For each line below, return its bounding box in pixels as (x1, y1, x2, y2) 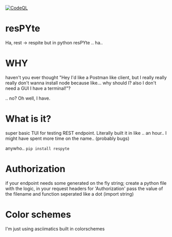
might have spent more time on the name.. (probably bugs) (5, 135, 130, 141)
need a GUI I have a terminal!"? (5, 85, 71, 91)
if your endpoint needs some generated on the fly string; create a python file (5, 180, 167, 186)
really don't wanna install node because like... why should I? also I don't (5, 80, 157, 86)
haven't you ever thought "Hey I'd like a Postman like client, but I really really (5, 74, 167, 80)
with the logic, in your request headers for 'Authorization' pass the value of (5, 185, 163, 192)
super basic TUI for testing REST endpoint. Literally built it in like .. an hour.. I (5, 130, 167, 136)
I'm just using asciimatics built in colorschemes (5, 225, 105, 232)
